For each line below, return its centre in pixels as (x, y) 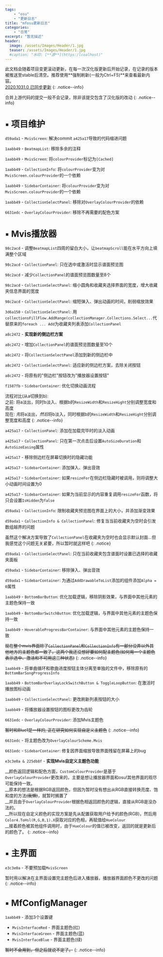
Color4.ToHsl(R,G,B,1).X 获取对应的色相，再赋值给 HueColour (65, 820)
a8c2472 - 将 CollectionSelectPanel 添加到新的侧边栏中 (59, 355)
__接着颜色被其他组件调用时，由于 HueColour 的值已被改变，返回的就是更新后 (81, 826)
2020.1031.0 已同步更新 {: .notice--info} (44, 87)
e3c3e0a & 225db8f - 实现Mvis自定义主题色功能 (52, 761)
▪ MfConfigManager (46, 903)
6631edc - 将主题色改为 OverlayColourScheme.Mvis (54, 741)
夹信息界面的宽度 (22, 291)
